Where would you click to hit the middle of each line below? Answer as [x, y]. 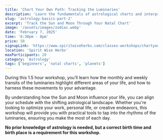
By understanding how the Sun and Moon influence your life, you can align [80, 97]
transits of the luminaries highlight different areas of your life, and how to [78, 83]
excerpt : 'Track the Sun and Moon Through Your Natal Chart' [68, 23]
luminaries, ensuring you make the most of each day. [58, 118]
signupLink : [17, 46]
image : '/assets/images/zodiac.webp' [43, 28]
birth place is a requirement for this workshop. [53, 133]
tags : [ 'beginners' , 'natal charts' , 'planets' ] [55, 64]
